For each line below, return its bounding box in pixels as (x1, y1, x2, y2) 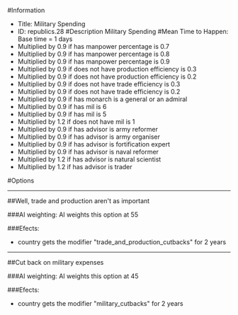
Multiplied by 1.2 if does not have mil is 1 (17, 118, 135, 126)
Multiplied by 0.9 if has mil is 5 (17, 110, 107, 118)
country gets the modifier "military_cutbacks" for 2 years (17, 299, 183, 307)
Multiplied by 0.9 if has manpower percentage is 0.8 (17, 50, 170, 58)
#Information (7, 6, 45, 14)
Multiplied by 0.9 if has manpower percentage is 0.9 (17, 57, 170, 66)
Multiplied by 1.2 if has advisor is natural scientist (17, 155, 161, 164)
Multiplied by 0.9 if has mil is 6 (17, 103, 107, 110)
